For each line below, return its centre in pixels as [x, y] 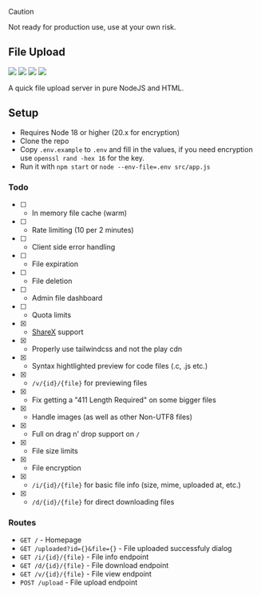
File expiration [55, 264]
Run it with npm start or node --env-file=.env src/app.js [115, 166]
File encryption [56, 468]
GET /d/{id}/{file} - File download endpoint [94, 565]
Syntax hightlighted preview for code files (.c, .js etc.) [120, 365]
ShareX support [57, 332]
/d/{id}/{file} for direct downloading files [103, 501]
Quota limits [51, 314]
